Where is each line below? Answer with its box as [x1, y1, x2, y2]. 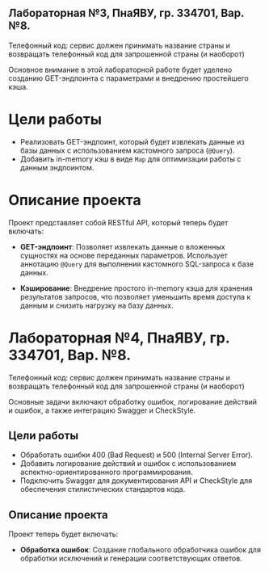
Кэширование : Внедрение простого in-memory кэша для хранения [19, 283, 253, 293]
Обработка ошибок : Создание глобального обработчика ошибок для [19, 545, 261, 555]
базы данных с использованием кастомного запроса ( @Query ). [19, 145, 235, 155]
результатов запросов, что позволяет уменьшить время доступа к [19, 292, 251, 301]
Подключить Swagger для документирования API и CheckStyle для [19, 476, 253, 485]
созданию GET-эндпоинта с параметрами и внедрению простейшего [8, 73, 249, 83]
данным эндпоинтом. [19, 162, 95, 172]
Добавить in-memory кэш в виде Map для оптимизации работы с [19, 153, 242, 164]
